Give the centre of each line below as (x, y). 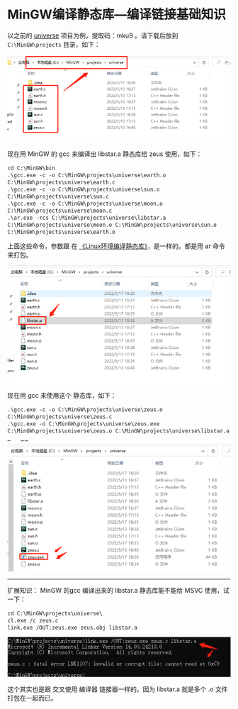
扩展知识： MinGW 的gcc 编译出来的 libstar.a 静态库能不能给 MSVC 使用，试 (119, 590)
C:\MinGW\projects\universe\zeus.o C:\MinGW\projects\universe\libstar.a (119, 431)
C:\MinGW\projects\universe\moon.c (60, 211)
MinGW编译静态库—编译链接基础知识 (117, 15)
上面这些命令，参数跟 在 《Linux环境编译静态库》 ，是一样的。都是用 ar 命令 (116, 246)
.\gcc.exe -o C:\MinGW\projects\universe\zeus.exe (84, 424)
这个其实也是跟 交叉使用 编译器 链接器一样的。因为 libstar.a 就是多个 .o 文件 (118, 689)
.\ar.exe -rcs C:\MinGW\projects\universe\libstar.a (87, 218)
